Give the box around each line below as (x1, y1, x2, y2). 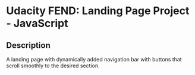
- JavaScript (6, 17, 68, 30)
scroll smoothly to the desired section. (6, 62, 100, 69)
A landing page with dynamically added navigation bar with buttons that (6, 56, 183, 63)
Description (6, 40, 51, 50)
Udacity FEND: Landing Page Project (6, 4, 190, 18)
